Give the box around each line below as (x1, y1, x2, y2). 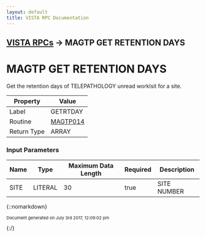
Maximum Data (68, 161, 114, 170)
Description (159, 165, 195, 174)
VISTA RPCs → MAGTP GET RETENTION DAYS (6, 37, 186, 48)
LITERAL (32, 184, 58, 192)
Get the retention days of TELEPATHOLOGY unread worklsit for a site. (6, 82, 182, 90)
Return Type (9, 127, 45, 136)
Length (80, 169, 102, 178)
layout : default (6, 9, 48, 15)
